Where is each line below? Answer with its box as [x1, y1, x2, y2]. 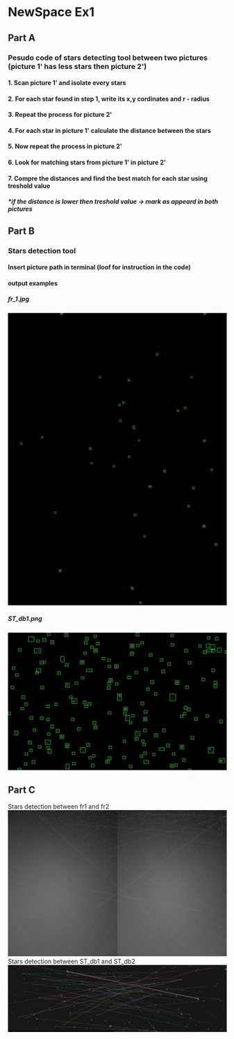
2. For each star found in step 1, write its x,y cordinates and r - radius [8, 95, 210, 103]
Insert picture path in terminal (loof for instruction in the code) [8, 263, 192, 271]
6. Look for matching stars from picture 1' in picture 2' [8, 158, 166, 167]
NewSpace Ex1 [8, 4, 95, 20]
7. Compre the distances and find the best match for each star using [8, 174, 208, 182]
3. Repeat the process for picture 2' [8, 111, 112, 119]
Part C [8, 784, 35, 795]
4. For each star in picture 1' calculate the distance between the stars [8, 126, 211, 134]
